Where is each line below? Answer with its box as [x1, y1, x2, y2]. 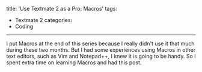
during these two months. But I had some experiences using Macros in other [6, 46, 196, 53]
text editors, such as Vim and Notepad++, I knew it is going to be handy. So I [6, 53, 197, 60]
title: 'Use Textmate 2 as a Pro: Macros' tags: [6, 5, 117, 12]
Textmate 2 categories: [14, 17, 73, 23]
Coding [14, 23, 34, 30]
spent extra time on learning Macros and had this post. [6, 59, 142, 66]
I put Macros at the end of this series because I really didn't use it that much [6, 40, 195, 47]
